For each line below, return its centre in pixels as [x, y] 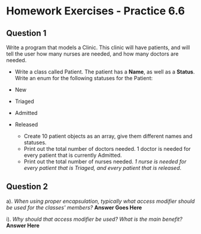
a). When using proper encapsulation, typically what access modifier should [100, 201]
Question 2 [27, 187]
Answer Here [23, 225]
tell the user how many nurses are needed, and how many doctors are [92, 54]
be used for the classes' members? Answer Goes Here [74, 207]
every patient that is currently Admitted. [73, 155]
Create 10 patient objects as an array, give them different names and [108, 136]
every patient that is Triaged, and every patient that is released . [103, 168]
